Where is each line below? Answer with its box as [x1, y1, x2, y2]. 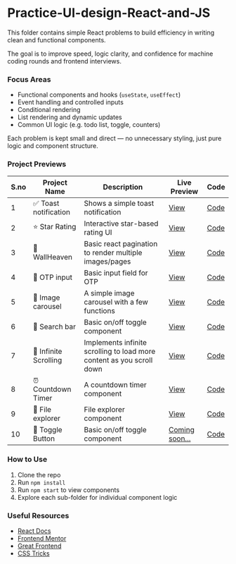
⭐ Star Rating [32, 222, 77, 232]
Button [32, 434, 55, 443]
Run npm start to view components [17, 485, 120, 494]
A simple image [84, 288, 135, 298]
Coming [168, 424, 195, 434]
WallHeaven [32, 252, 72, 262]
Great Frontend [17, 541, 62, 551]
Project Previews [7, 159, 67, 169]
